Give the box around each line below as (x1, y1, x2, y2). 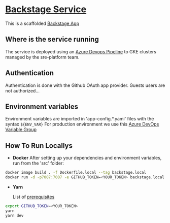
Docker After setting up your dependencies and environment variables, (12, 155, 162, 161)
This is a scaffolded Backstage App (5, 20, 80, 26)
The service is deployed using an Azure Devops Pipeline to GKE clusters (5, 48, 156, 54)
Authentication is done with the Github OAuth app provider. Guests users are (5, 82, 165, 88)
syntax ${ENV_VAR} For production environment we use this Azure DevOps (5, 121, 159, 128)
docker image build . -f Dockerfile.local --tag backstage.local (5, 170, 146, 175)
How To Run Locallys (5, 141, 73, 150)
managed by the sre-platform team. (5, 54, 80, 60)
